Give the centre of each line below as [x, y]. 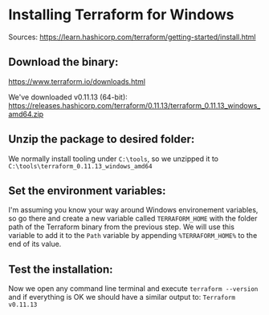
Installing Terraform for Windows [121, 15]
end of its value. [35, 244]
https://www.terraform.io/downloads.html [77, 81]
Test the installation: [61, 269]
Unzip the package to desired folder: [102, 139]
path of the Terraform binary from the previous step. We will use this [122, 227]
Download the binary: [63, 62]
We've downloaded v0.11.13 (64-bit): [68, 97]
